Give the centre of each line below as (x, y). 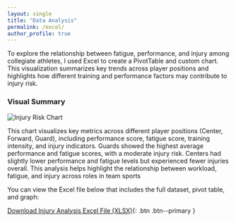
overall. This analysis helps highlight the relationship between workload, (112, 168)
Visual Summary (36, 101)
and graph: (23, 197)
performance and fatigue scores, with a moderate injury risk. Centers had (114, 153)
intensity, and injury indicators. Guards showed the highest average (105, 146)
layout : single (30, 14)
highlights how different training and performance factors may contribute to (117, 76)
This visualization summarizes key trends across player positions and (108, 68)
